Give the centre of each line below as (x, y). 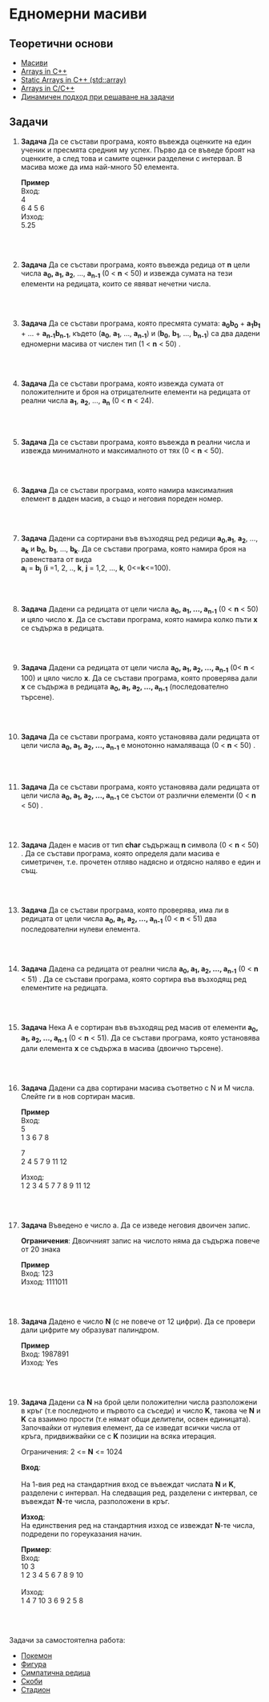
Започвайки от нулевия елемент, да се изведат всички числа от (130, 1427)
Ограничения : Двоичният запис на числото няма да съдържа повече (140, 1240)
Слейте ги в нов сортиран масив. (78, 1096)
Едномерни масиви (78, 14)
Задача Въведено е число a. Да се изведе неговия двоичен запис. (135, 1225)
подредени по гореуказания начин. (81, 1534)
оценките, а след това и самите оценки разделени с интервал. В (131, 158)
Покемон (36, 1656)
